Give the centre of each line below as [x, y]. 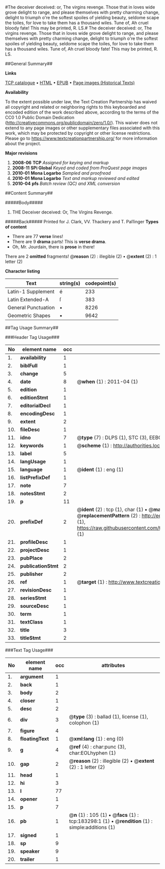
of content [16, 227]
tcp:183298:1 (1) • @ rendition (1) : [111, 821]
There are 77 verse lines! [38, 236]
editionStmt [34, 398]
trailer [27, 859]
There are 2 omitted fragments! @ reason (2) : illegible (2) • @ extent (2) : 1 [81, 256]
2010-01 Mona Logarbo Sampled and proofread [61, 173]
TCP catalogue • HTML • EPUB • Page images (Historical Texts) [70, 83]
